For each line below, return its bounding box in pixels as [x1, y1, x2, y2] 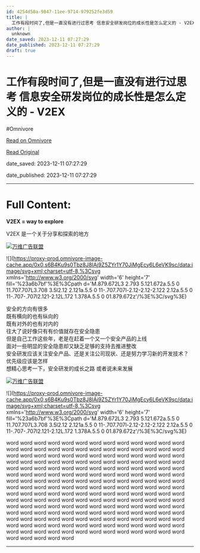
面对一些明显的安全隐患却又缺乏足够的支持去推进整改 [6, 342, 137, 349]
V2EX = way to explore [6, 217, 64, 225]
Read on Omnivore [6, 137, 52, 144]
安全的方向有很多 [6, 305, 48, 312]
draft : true [6, 48, 36, 54]
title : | [6, 14, 28, 20]
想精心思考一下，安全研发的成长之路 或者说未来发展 [6, 365, 133, 372]
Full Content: [6, 198, 71, 211]
